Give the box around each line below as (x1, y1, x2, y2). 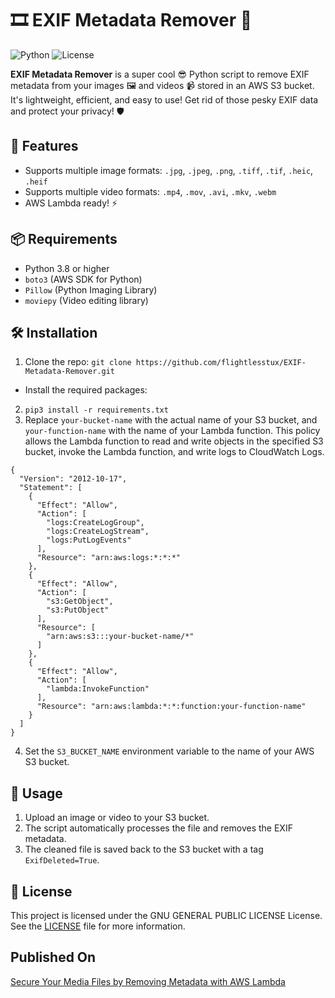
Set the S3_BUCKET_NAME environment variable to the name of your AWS (24, 745, 315, 757)
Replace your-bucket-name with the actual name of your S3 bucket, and (24, 414, 318, 426)
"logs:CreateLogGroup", (46, 518, 145, 528)
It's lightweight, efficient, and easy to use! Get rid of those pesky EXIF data (10, 93, 319, 106)
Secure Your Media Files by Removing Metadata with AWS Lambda (10, 975, 286, 987)
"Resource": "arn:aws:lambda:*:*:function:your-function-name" (36, 702, 307, 712)
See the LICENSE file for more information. (10, 920, 186, 932)
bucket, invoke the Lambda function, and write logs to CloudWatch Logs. (24, 446, 325, 458)
